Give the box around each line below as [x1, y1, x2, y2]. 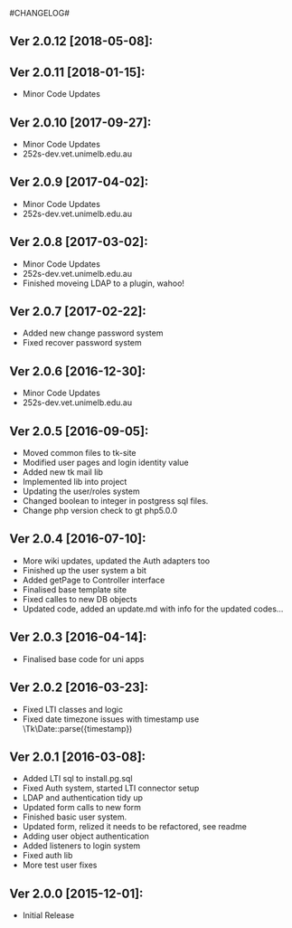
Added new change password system [22, 327, 164, 338]
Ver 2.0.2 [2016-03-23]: [9, 680, 149, 696]
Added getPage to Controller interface [22, 574, 165, 585]
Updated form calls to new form [22, 802, 142, 813]
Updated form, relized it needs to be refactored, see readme [22, 821, 247, 832]
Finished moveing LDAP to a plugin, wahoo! [22, 278, 185, 289]
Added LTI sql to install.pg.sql [22, 773, 133, 784]
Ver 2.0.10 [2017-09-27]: [9, 115, 152, 130]
